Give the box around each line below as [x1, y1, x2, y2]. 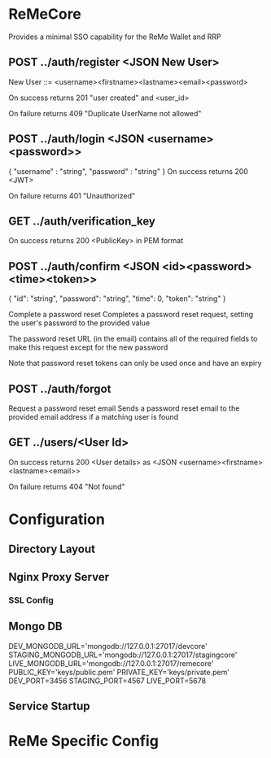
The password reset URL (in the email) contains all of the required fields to [8, 334, 258, 344]
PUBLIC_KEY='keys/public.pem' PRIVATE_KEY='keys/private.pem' [8, 667, 230, 677]
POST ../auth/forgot [8, 381, 111, 395]
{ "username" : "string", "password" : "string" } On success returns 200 [8, 166, 248, 176]
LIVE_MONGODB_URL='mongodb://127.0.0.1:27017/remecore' [8, 658, 214, 668]
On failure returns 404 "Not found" [8, 481, 125, 491]
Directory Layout [8, 542, 96, 556]
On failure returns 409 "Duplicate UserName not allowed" [8, 108, 202, 118]
